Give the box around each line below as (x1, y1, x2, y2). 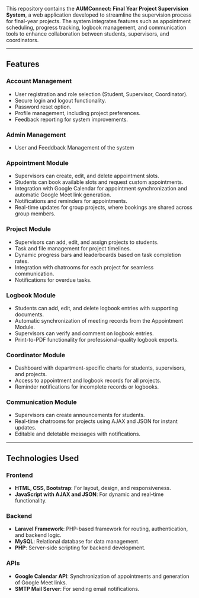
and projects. (14, 371, 47, 378)
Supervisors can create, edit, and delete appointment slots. (14, 172, 159, 180)
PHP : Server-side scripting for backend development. (14, 544, 146, 551)
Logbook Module (6, 291, 56, 299)
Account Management (6, 77, 72, 85)
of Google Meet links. (14, 578, 68, 586)
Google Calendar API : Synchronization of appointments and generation (14, 572, 190, 580)
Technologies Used (6, 453, 79, 463)
